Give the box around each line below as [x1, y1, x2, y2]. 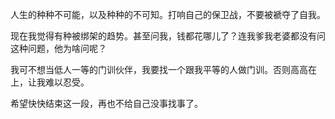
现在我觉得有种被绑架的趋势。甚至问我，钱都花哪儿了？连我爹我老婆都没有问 [10, 30, 326, 42]
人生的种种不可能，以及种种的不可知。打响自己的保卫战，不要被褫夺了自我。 [10, 9, 326, 20]
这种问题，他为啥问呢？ [10, 43, 107, 54]
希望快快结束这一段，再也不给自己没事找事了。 [10, 98, 203, 109]
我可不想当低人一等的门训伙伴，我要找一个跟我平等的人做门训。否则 [10, 64, 291, 75]
